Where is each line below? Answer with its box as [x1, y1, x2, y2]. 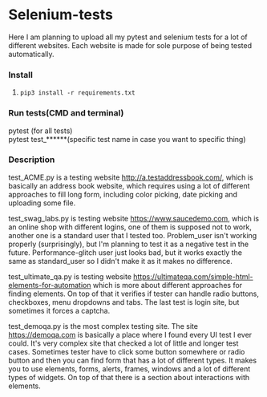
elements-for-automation [8, 280, 91, 290]
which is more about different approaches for [92, 280, 243, 290]
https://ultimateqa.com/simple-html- [133, 271, 254, 282]
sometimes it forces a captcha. [8, 306, 111, 315]
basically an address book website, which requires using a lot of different [8, 180, 250, 190]
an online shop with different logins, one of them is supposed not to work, [8, 222, 253, 232]
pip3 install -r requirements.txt [19, 89, 136, 97]
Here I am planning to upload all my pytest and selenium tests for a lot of [8, 32, 248, 42]
